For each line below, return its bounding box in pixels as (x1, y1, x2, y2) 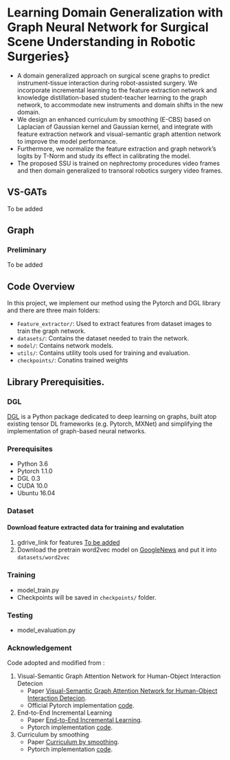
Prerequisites (7, 444, 53, 453)
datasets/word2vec (16, 554, 70, 561)
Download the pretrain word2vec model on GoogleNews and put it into (16, 545, 217, 554)
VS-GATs (7, 186, 47, 198)
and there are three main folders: (7, 306, 100, 314)
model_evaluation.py (16, 626, 76, 634)
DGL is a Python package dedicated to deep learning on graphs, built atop (7, 412, 217, 420)
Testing (7, 610, 33, 620)
